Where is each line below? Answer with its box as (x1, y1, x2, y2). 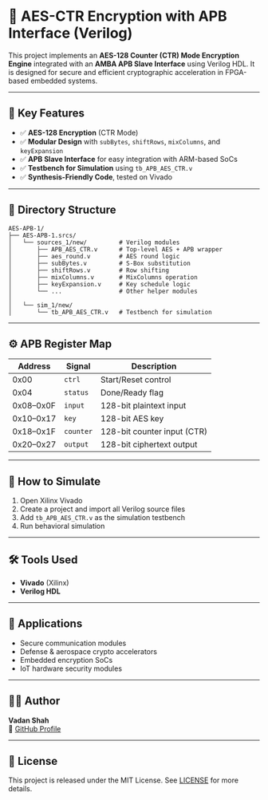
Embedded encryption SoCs (19, 655, 113, 664)
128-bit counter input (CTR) (100, 426, 208, 437)
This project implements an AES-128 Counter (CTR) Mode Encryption (8, 50, 239, 60)
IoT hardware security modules (19, 664, 122, 673)
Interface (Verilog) (8, 24, 133, 42)
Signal (66, 361, 91, 372)
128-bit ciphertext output (100, 439, 198, 450)
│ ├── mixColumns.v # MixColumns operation (8, 273, 198, 282)
